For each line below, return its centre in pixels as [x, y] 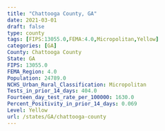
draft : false [26, 26]
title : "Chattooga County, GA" [52, 14]
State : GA [21, 59]
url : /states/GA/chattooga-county [57, 116]
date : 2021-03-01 [32, 20]
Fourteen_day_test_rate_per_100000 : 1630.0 [71, 98]
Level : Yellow [28, 110]
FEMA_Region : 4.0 [32, 71]
